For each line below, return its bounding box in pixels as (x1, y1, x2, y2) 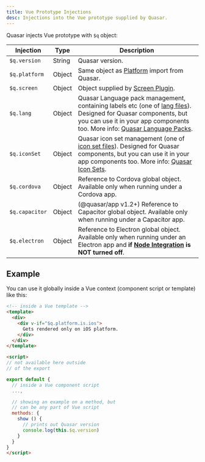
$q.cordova (9, 183, 41, 190)
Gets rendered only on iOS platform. (22, 326, 119, 332)
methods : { (12, 410, 40, 416)
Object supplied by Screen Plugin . (77, 84, 175, 92)
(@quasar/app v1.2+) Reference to (77, 200, 179, 208)
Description (119, 46, 154, 54)
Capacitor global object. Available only (77, 207, 188, 216)
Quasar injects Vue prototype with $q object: (6, 31, 118, 38)
